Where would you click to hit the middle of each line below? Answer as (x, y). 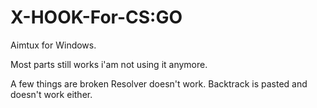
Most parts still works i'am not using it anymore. (109, 64)
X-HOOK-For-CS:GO (96, 17)
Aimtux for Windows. (53, 45)
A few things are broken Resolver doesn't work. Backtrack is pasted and (159, 83)
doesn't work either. (51, 94)
